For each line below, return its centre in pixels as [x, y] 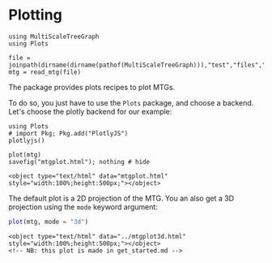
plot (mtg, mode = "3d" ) [49, 222]
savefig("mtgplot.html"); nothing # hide [79, 162]
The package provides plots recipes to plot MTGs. [92, 87]
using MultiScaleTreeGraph [54, 37]
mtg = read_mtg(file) [45, 72]
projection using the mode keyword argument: [83, 207]
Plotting [35, 15]
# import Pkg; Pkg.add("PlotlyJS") [68, 133]
